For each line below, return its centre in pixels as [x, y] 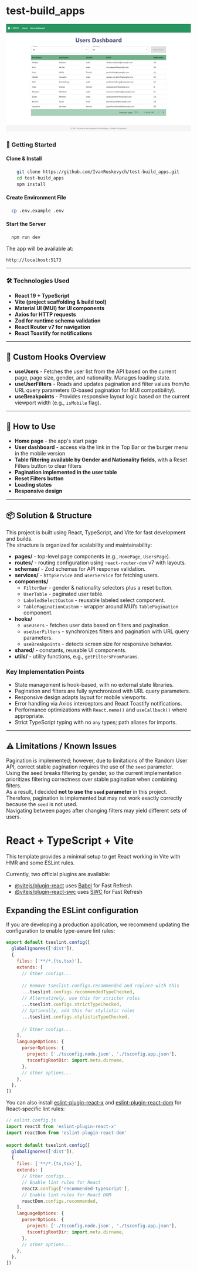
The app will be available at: [40, 248]
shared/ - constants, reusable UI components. [71, 650]
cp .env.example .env [38, 211]
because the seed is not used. [42, 804]
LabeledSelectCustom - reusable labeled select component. [94, 600]
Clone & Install [24, 159]
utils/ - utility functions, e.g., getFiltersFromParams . [77, 657]
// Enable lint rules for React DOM [66, 1195]
